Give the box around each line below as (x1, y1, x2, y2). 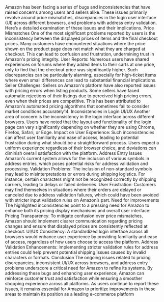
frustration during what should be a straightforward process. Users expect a (5, 140, 159, 145)
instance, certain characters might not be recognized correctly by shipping (5, 176, 157, 182)
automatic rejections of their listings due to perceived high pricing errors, (5, 93, 153, 99)
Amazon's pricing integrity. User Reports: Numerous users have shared (5, 56, 149, 62)
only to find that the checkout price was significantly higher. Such (5, 67, 138, 73)
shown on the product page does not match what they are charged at (5, 46, 146, 52)
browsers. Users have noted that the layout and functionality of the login (5, 119, 152, 125)
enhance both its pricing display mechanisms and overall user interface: (5, 208, 151, 213)
